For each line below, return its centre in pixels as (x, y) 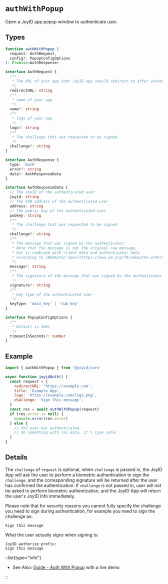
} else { (19, 423)
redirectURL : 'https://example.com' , (53, 386)
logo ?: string (24, 127)
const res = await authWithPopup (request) (54, 409)
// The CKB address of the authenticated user (59, 201)
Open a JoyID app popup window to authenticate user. (61, 21)
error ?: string (25, 169)
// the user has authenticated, (48, 428)
